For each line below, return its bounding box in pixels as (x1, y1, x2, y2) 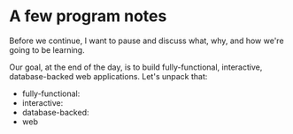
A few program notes (9, 6, 167, 26)
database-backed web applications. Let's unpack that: (9, 71, 208, 81)
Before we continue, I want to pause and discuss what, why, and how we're (9, 35, 285, 46)
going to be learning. (9, 44, 86, 55)
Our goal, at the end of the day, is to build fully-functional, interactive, (9, 62, 263, 72)
